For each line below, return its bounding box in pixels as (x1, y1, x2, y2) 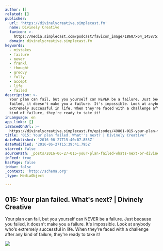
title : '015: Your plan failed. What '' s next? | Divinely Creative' (5, 133, 147, 138)
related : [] (5, 12, 29, 16)
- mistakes (9, 47, 32, 52)
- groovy (9, 70, 27, 75)
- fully (9, 74, 25, 79)
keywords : (5, 43, 25, 48)
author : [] (5, 7, 27, 12)
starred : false (5, 147, 36, 151)
